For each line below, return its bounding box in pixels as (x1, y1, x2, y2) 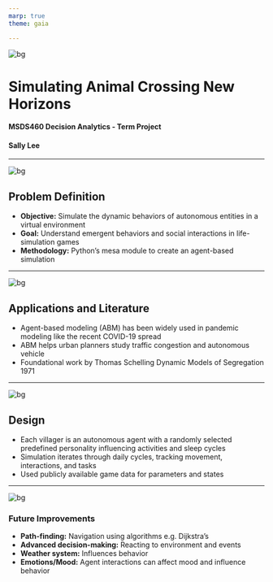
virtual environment (19, 220, 86, 230)
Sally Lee (8, 140, 41, 150)
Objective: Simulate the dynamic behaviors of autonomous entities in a (19, 211, 258, 221)
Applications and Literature (8, 302, 150, 315)
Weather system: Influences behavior (19, 549, 149, 558)
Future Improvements (8, 513, 96, 524)
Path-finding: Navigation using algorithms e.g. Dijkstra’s (19, 532, 210, 541)
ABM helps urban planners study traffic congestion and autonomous (19, 341, 250, 350)
